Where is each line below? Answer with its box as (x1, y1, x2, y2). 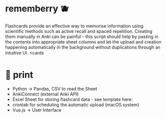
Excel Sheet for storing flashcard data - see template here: (12, 96, 133, 102)
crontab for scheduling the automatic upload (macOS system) (12, 101, 140, 107)
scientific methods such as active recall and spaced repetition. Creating (5, 28, 153, 34)
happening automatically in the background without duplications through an (5, 44, 161, 50)
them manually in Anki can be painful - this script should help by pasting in (5, 33, 159, 39)
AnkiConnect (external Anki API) (12, 91, 79, 97)
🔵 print (5, 69, 33, 80)
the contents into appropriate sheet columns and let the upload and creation (5, 38, 162, 44)
